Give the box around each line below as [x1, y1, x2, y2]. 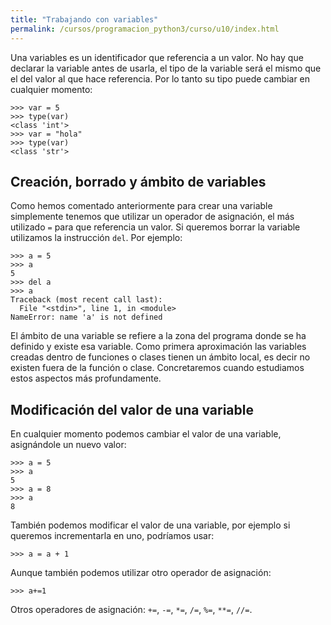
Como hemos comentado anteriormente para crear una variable [10, 200, 273, 212]
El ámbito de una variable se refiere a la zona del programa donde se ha [10, 330, 307, 342]
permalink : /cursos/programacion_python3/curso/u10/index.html [10, 24, 280, 34]
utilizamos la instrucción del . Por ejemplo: [10, 232, 183, 244]
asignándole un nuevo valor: [10, 439, 127, 451]
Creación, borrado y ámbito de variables [10, 173, 267, 190]
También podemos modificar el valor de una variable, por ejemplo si [10, 519, 291, 531]
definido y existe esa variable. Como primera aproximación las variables [10, 341, 307, 353]
